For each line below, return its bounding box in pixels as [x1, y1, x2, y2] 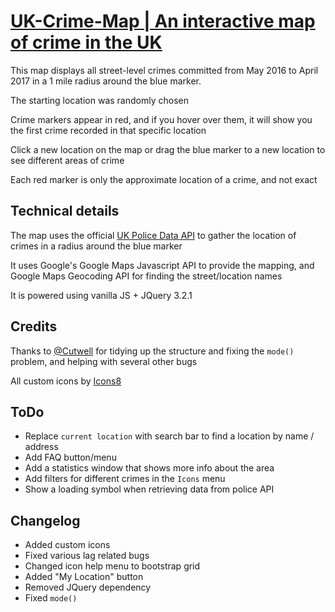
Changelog [10, 512, 81, 529]
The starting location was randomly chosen [10, 94, 189, 106]
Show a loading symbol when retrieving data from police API [24, 483, 275, 495]
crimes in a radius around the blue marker [10, 240, 183, 252]
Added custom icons [24, 539, 111, 551]
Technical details [10, 203, 120, 220]
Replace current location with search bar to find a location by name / [24, 430, 315, 442]
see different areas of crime [10, 154, 125, 166]
